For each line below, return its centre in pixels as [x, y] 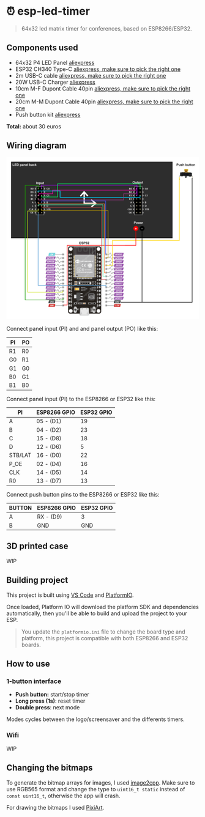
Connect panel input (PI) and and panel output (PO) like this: [82, 329]
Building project [37, 580]
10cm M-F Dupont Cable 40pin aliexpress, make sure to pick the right [103, 88]
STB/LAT [20, 455]
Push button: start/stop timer [52, 695]
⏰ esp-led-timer [48, 11]
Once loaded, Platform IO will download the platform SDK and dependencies [102, 607]
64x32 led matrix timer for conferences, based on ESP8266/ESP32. [106, 28]
